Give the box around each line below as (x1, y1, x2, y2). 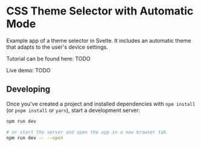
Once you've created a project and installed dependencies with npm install (6, 100, 196, 107)
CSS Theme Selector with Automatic (6, 4, 194, 18)
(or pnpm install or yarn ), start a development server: (6, 107, 140, 114)
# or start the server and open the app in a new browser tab (6, 129, 166, 135)
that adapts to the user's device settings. (6, 43, 108, 51)
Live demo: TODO (6, 66, 51, 73)
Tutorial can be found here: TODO (6, 55, 91, 62)
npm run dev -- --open (6, 134, 64, 141)
